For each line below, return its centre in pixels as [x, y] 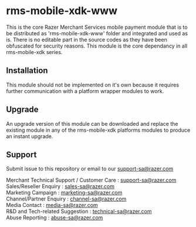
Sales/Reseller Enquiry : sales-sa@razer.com [60, 186]
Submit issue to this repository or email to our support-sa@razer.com [90, 169]
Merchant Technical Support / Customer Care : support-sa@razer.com [91, 180]
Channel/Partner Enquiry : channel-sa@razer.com [66, 199]
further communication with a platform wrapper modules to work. [85, 91]
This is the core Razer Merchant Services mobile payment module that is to [97, 27]
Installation [27, 71]
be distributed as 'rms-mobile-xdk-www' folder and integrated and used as [97, 33]
